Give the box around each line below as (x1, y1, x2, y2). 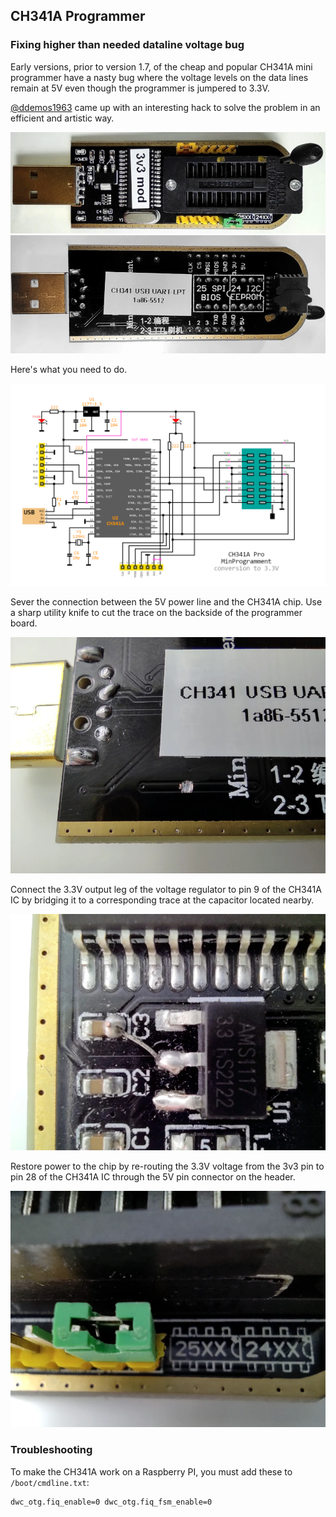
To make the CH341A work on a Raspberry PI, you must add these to (10, 1465, 293, 1478)
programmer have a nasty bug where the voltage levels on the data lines (10, 71, 309, 83)
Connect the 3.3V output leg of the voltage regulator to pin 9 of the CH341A (10, 884, 322, 896)
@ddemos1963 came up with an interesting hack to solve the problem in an (10, 101, 321, 113)
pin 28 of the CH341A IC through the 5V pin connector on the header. (10, 1171, 296, 1183)
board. (10, 617, 38, 629)
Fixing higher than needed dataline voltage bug (10, 38, 245, 52)
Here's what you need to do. (10, 364, 128, 376)
